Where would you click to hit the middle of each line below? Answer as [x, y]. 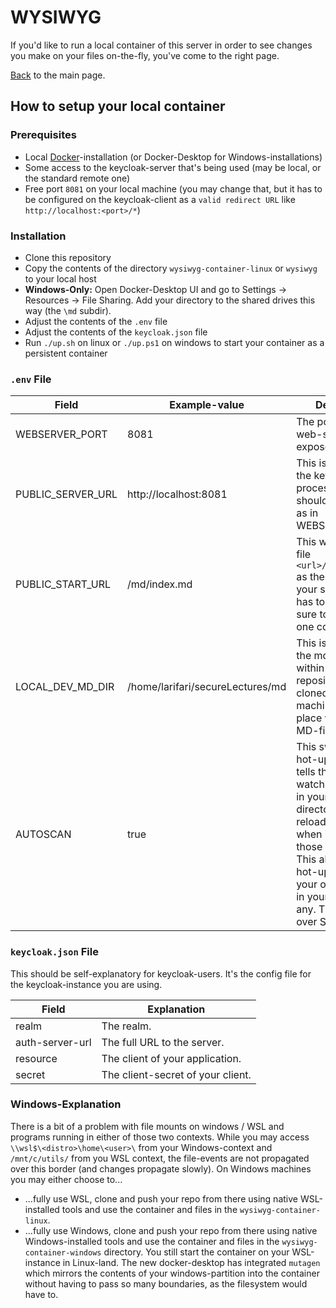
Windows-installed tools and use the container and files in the [152, 1241]
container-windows [63, 1252]
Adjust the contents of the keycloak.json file [116, 332]
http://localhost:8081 [177, 494]
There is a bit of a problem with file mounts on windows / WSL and [147, 1126]
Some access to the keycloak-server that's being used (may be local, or [173, 167]
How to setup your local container [118, 106]
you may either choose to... [66, 1179]
